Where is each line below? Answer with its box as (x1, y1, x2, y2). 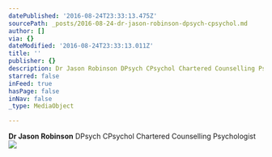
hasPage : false (8, 87, 60, 95)
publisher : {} (8, 57, 57, 66)
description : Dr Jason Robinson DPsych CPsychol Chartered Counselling (8, 65, 255, 73)
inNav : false (8, 95, 53, 103)
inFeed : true (8, 79, 53, 87)
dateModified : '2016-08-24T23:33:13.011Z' (8, 42, 154, 50)
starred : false (8, 72, 60, 80)
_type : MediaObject (8, 102, 74, 110)
